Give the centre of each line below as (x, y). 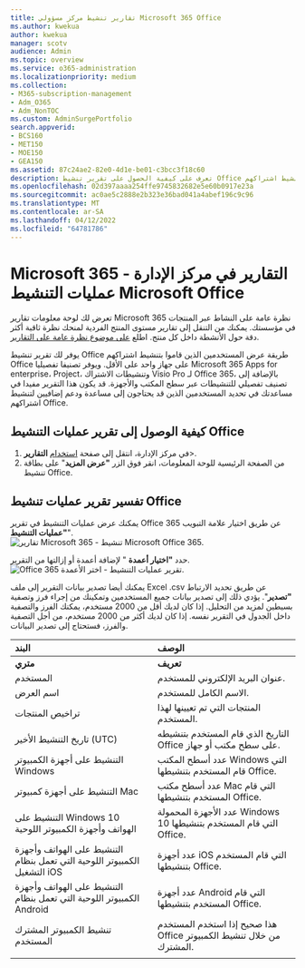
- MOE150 (27, 152)
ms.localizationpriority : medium (73, 77)
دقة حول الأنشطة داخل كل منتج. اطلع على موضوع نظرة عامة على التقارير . (135, 337)
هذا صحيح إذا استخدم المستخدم (218, 924)
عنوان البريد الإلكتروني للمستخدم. (222, 679)
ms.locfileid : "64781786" (59, 229)
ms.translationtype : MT (55, 204)
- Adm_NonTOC (35, 111)
